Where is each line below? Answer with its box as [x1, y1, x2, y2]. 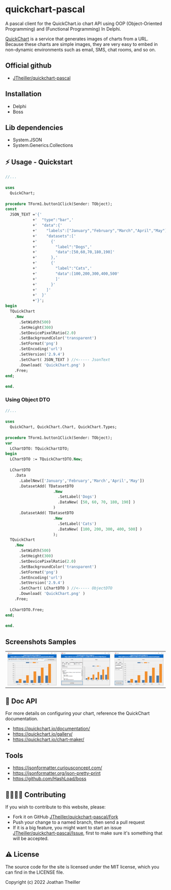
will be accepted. [12, 835, 49, 842]
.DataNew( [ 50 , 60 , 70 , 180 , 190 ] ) [58, 500, 136, 505]
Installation [5, 90, 42, 98]
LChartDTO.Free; [10, 607, 44, 612]
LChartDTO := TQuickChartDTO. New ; [10, 457, 83, 462]
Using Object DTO [5, 396, 50, 403]
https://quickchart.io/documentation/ [12, 725, 91, 732]
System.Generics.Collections [12, 142, 73, 148]
